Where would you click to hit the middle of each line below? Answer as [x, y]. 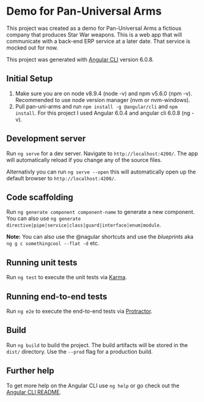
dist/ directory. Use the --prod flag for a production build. [79, 351]
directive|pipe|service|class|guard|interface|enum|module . [84, 225]
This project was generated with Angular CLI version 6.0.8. [80, 59]
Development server [46, 139]
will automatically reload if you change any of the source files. [84, 159]
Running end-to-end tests [57, 297]
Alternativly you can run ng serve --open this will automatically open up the [101, 172]
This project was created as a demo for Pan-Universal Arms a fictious [94, 28]
